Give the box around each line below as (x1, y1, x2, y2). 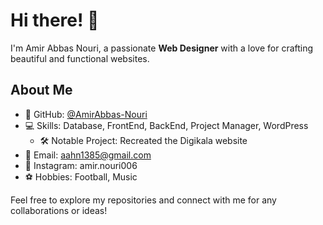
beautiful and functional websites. (10, 52, 150, 64)
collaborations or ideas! (10, 204, 108, 216)
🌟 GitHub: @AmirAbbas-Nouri (24, 108, 148, 120)
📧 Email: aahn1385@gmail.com (24, 149, 152, 161)
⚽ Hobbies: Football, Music (24, 170, 138, 183)
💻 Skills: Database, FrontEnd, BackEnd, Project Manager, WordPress (24, 119, 309, 131)
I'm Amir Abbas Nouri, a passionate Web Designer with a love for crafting (10, 42, 314, 54)
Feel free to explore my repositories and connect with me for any (10, 194, 277, 206)
